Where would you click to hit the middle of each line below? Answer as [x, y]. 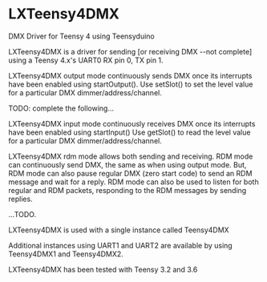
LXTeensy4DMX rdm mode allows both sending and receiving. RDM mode [131, 156]
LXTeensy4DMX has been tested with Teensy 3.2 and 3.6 [103, 269]
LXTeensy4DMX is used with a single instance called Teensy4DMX [119, 230]
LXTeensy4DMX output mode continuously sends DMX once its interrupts [130, 75]
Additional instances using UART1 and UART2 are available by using [120, 245]
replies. [21, 199]
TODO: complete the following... [61, 108]
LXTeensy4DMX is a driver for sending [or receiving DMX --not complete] [130, 51]
